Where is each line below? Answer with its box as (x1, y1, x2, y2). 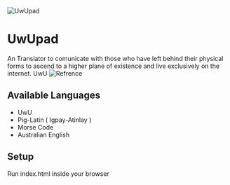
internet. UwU (7, 69, 48, 77)
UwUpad (7, 32, 59, 47)
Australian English (17, 130, 70, 139)
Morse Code (17, 123, 54, 131)
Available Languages (7, 90, 101, 102)
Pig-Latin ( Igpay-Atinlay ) (17, 116, 92, 124)
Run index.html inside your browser (7, 169, 110, 178)
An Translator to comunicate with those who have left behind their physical (7, 54, 224, 62)
